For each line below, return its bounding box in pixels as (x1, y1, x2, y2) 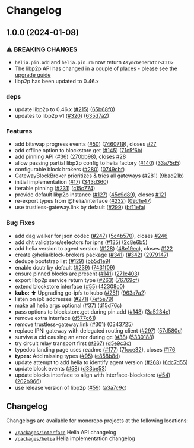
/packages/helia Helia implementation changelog (14, 435, 135, 442)
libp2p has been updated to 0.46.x (14, 77, 99, 84)
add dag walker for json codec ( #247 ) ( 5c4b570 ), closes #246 (14, 232, 168, 239)
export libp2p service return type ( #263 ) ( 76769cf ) (14, 276, 139, 283)
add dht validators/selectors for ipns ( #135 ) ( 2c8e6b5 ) (14, 239, 148, 246)
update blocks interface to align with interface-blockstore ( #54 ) (14, 371, 171, 378)
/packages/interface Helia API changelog (14, 428, 117, 436)
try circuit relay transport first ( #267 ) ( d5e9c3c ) (14, 340, 132, 347)
